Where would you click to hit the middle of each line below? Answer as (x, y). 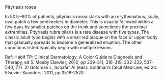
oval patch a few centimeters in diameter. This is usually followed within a (79, 22)
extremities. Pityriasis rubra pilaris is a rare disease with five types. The (77, 32)
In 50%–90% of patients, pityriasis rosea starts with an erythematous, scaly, (82, 16)
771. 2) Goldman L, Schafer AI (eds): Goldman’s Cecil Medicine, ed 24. (86, 67)
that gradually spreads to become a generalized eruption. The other (74, 42)
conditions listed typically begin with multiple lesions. (59, 48)
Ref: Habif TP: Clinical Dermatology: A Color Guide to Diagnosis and (74, 57)
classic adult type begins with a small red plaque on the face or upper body (82, 37)
